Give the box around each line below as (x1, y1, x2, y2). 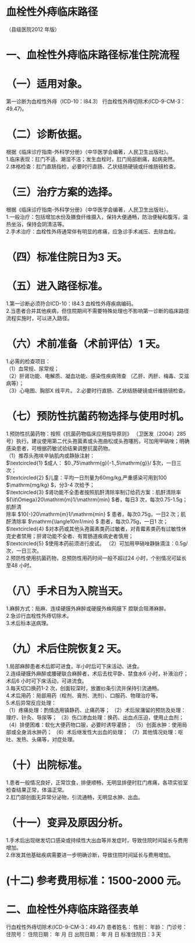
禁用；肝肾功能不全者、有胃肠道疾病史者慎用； (21, 532, 134, 539)
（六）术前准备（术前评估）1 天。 (6, 338, 166, 351)
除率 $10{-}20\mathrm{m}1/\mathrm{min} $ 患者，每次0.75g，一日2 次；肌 (6, 510, 186, 518)
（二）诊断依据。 (6, 128, 88, 141)
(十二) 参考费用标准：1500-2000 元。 (6, 874, 187, 887)
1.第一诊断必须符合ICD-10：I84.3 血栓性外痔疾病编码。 (6, 300, 137, 307)
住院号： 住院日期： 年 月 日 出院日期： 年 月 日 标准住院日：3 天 (6, 931, 162, 938)
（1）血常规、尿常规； (6, 365, 59, 372)
